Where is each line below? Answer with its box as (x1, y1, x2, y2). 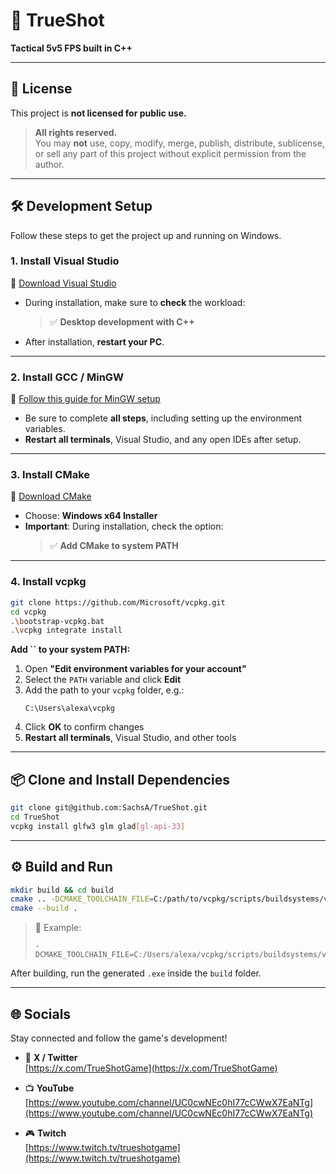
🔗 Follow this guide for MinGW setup (10, 393, 161, 405)
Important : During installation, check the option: (24, 520, 224, 533)
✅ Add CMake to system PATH (49, 540, 179, 552)
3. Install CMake (10, 468, 91, 482)
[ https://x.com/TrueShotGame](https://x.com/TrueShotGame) (24, 1062, 278, 1074)
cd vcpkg (10, 607, 47, 617)
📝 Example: (34, 922, 82, 934)
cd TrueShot (10, 812, 60, 822)
